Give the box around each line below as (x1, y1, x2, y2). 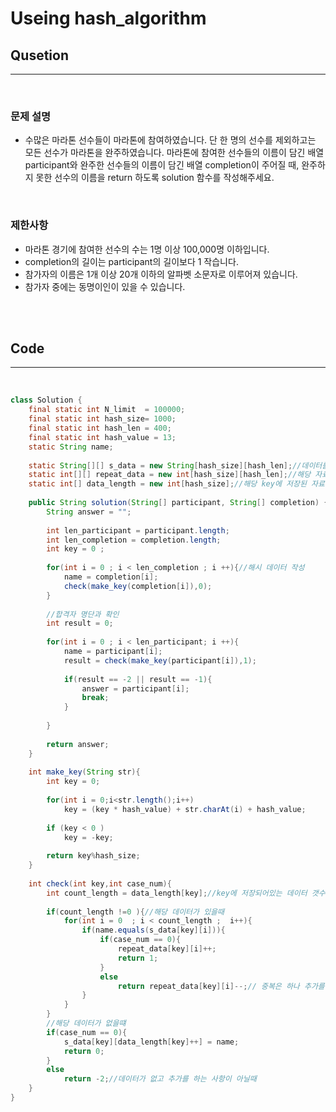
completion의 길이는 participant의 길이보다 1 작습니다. (24, 255, 239, 267)
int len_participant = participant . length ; (46, 525, 230, 536)
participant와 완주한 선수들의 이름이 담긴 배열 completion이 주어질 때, (24, 159, 300, 171)
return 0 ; (63, 1046, 105, 1056)
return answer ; (46, 739, 110, 749)
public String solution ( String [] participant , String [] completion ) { (28, 498, 329, 508)
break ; (81, 693, 110, 703)
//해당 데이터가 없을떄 (46, 1018, 127, 1029)
